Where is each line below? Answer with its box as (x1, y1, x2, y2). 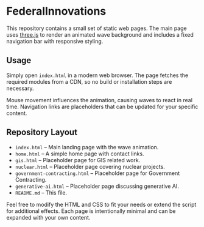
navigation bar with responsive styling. (6, 37, 104, 45)
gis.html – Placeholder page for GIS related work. (15, 156, 141, 163)
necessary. (6, 84, 35, 92)
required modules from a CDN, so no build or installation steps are (6, 78, 172, 85)
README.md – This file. (15, 188, 68, 196)
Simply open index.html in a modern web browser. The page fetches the (6, 72, 189, 79)
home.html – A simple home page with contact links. (15, 150, 144, 157)
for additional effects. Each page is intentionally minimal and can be (6, 207, 176, 215)
